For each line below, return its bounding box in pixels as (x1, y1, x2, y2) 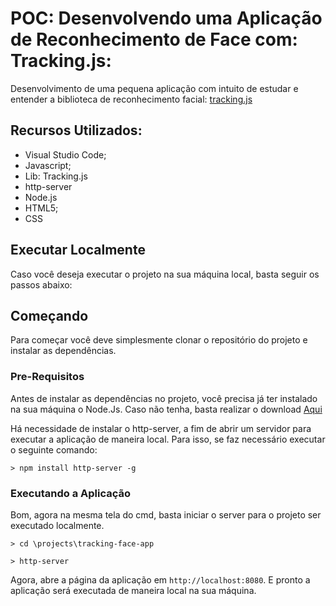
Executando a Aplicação (10, 486, 131, 500)
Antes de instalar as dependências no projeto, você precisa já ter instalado (10, 392, 318, 404)
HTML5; (24, 202, 59, 214)
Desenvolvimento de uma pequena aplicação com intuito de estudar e (10, 82, 299, 94)
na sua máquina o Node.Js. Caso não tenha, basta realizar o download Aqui (10, 403, 323, 415)
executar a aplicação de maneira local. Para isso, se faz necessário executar (10, 433, 326, 445)
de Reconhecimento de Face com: (10, 28, 298, 51)
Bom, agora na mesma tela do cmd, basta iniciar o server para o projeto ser (10, 508, 322, 521)
